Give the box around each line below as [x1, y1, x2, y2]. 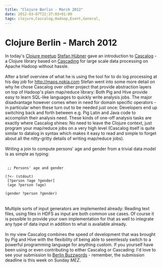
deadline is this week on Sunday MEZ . [5, 257, 81, 263]
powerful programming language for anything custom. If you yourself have [5, 242, 154, 248]
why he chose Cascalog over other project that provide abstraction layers [5, 84, 151, 90]
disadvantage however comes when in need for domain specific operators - [5, 100, 156, 105]
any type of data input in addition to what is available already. [5, 221, 127, 227]
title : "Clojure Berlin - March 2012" [5, 7, 83, 12]
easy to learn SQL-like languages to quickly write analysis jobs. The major [5, 94, 152, 100]
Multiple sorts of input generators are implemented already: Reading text [5, 206, 150, 212]
